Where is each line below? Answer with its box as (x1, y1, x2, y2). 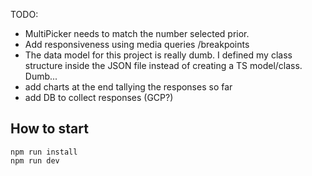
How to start (10, 120, 89, 138)
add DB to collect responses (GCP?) (24, 92, 174, 103)
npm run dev (10, 155, 60, 166)
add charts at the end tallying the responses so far (24, 81, 233, 93)
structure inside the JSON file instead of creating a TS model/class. (24, 60, 303, 71)
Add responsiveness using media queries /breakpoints (24, 39, 250, 50)
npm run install (10, 147, 78, 157)
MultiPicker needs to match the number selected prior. (24, 28, 250, 39)
